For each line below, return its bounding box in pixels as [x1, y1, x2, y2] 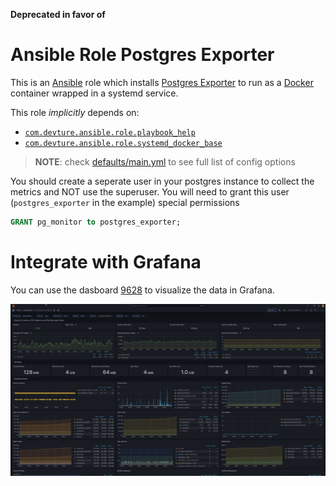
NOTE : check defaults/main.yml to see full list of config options [34, 155, 296, 168]
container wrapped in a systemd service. [10, 87, 179, 99]
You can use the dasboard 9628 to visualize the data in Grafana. [10, 284, 275, 296]
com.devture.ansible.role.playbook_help [24, 127, 196, 138]
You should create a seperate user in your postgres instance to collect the [10, 175, 315, 187]
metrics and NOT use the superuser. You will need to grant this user [10, 185, 290, 198]
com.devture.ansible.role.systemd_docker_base [24, 138, 223, 148]
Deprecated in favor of [10, 9, 106, 20]
